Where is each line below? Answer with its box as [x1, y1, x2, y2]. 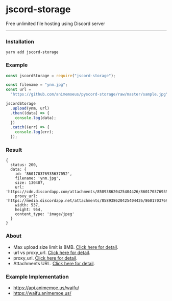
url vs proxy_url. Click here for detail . [13, 249, 91, 256]
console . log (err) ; [15, 129, 54, 135]
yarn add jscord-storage [6, 50, 59, 55]
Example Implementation [6, 273, 69, 280]
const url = [6, 87, 31, 92]
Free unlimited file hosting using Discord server [6, 20, 105, 27]
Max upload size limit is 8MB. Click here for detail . [13, 244, 119, 250]
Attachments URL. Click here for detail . [13, 260, 95, 266]
